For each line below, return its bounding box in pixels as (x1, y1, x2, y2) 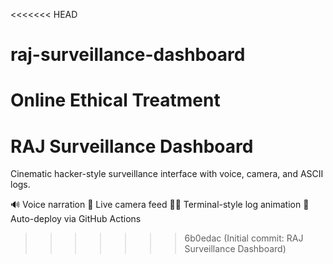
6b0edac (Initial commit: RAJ (184, 232, 304, 244)
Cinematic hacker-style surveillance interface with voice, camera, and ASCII (10, 168, 324, 180)
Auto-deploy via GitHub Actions (10, 213, 142, 225)
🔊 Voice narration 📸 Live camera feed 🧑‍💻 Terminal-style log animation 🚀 (10, 199, 310, 211)
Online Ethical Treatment (10, 89, 221, 112)
